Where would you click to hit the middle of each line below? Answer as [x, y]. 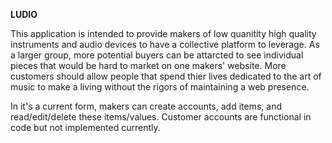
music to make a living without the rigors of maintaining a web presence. [160, 87]
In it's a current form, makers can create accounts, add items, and [146, 106]
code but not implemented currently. [85, 127]
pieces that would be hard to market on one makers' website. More [148, 65]
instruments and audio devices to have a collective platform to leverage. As [165, 44]
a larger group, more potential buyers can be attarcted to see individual [157, 55]
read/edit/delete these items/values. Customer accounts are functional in [161, 117]
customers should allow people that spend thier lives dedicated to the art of [166, 76]
